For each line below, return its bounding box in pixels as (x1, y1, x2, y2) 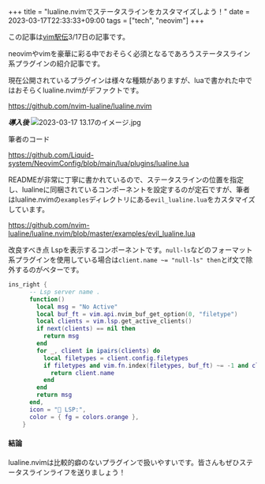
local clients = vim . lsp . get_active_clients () (36, 317, 192, 326)
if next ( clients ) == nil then (36, 325, 136, 333)
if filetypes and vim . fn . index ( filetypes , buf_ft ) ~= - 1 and (43, 361, 249, 369)
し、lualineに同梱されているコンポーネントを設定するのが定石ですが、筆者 (8, 185, 251, 194)
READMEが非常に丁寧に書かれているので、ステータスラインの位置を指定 (8, 175, 244, 184)
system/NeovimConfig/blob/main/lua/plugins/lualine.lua (8, 159, 189, 168)
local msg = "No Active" (36, 303, 118, 311)
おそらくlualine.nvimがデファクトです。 (14, 85, 144, 95)
